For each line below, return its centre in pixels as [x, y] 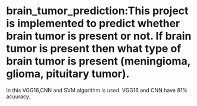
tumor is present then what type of [94, 49]
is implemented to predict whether [93, 23]
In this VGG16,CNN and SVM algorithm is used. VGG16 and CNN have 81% [97, 90]
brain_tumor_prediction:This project [97, 11]
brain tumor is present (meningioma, [98, 61]
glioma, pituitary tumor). [68, 74]
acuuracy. [18, 97]
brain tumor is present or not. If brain [99, 36]
